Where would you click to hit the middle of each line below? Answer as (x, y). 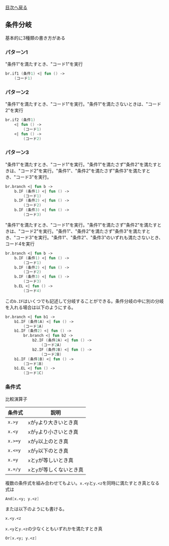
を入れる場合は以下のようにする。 (41, 307)
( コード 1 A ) (33, 326)
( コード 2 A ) (51, 345)
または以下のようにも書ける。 (36, 509)
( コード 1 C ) (33, 373)
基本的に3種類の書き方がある (35, 38)
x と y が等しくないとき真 (56, 469)
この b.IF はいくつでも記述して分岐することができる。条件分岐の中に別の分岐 (84, 301)
